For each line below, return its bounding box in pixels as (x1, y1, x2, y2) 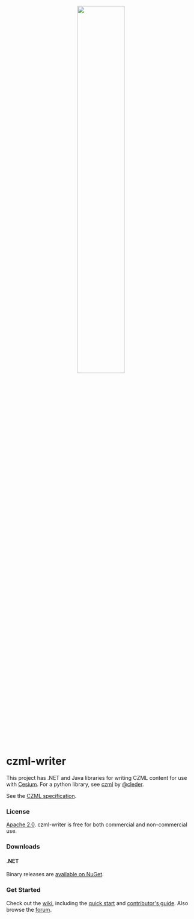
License (6, 807, 30, 815)
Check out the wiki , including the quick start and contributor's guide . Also (6, 899, 189, 906)
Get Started (6, 886, 41, 894)
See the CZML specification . (6, 792, 77, 799)
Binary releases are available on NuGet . (6, 871, 104, 878)
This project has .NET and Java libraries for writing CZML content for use (6, 774, 187, 781)
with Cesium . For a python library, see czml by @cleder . (6, 780, 144, 788)
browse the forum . (6, 906, 52, 913)
